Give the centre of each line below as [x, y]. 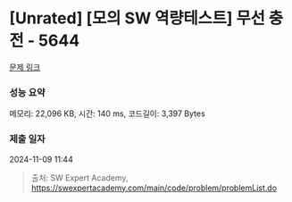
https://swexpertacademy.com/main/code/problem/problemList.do [154, 188]
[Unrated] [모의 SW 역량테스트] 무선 [137, 18]
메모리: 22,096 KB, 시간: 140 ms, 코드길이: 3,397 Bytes [107, 114]
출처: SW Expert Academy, [79, 177]
